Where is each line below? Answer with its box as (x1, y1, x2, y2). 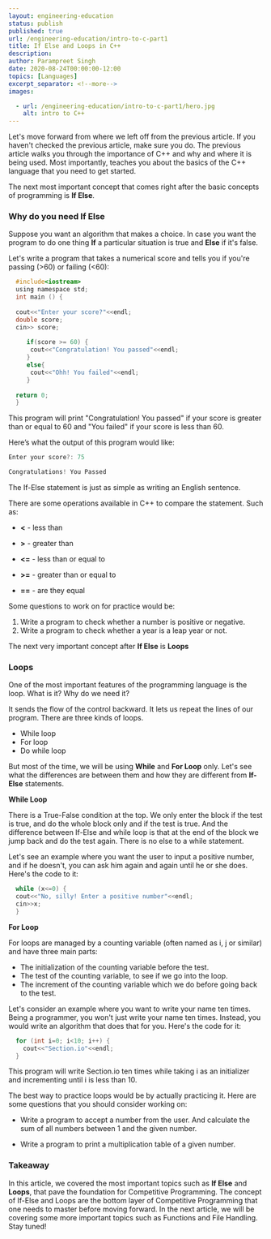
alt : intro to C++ (23, 110, 85, 118)
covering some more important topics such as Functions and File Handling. (8, 1212, 258, 1222)
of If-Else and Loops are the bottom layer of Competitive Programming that (8, 1195, 258, 1205)
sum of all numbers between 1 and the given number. (19, 1124, 197, 1134)
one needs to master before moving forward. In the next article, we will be (8, 1204, 255, 1214)
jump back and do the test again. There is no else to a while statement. (8, 837, 244, 846)
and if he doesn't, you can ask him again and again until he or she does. (8, 861, 248, 871)
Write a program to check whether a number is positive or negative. (19, 617, 246, 627)
